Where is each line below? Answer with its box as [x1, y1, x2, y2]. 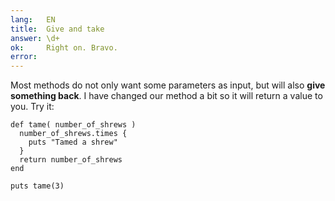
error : [10, 52, 38, 62]
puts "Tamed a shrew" [28, 137, 118, 148]
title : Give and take [10, 24, 105, 34]
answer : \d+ [10, 33, 60, 43]
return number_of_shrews [19, 155, 123, 165]
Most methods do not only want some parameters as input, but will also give [10, 79, 326, 91]
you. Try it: [10, 101, 55, 113]
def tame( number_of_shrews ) [10, 120, 137, 130]
